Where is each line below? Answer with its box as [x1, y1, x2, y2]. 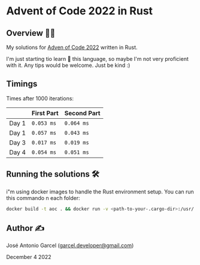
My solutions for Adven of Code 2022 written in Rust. [6, 44, 138, 51]
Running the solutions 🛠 [6, 169, 100, 180]
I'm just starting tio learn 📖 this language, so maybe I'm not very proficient [6, 56, 189, 62]
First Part [31, 109, 59, 117]
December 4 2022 [6, 254, 52, 261]
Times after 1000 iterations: [6, 94, 74, 102]
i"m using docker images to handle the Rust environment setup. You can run [6, 188, 195, 195]
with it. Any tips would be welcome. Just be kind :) [6, 61, 131, 69]
